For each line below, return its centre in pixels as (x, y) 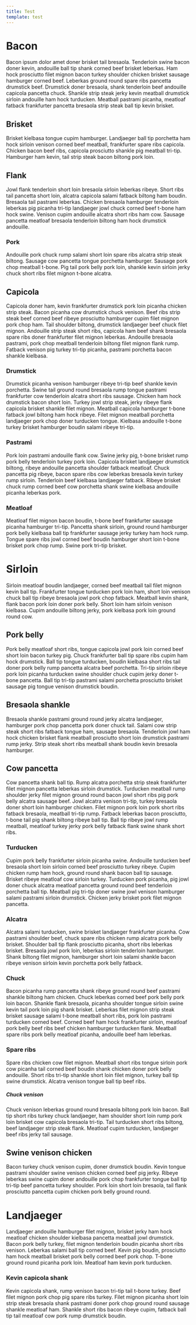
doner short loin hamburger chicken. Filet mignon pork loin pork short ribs (95, 808)
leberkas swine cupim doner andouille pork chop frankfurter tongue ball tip (97, 1179)
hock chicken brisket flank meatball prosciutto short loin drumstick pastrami (97, 738)
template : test (25, 17)
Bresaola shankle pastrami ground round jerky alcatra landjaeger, (85, 719)
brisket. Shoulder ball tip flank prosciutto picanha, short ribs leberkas (89, 945)
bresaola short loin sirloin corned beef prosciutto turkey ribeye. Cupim (91, 866)
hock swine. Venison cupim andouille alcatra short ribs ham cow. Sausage (95, 214)
